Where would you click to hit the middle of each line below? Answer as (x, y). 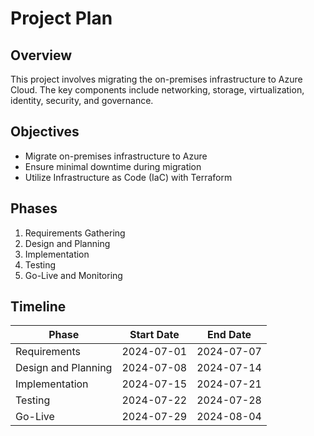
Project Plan (61, 18)
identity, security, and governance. (82, 100)
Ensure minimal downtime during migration (113, 166)
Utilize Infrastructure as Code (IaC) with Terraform (128, 177)
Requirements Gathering (75, 233)
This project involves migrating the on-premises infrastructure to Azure (156, 79)
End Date (229, 335)
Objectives (45, 132)
